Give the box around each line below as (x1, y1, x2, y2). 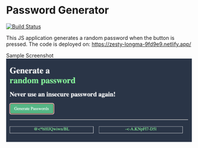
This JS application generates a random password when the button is (6, 34, 175, 41)
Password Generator (6, 4, 109, 17)
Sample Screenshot (6, 52, 54, 59)
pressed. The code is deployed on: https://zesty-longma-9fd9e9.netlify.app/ (6, 41, 192, 48)
